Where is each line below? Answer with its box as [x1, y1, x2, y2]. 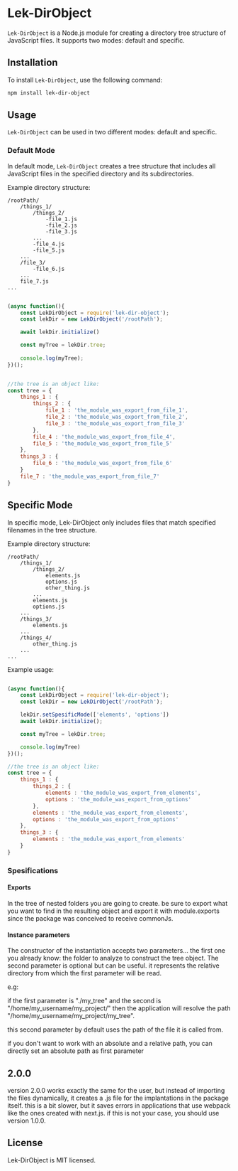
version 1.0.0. [7, 1116, 46, 1125]
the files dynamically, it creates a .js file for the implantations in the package [7, 1094, 229, 1102]
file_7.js [20, 277, 50, 285]
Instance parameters [7, 930, 71, 939]
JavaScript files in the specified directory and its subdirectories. [7, 169, 194, 178]
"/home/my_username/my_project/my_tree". [7, 1012, 135, 1020]
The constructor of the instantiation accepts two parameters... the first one [7, 946, 226, 955]
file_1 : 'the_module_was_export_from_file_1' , [45, 407, 189, 414]
